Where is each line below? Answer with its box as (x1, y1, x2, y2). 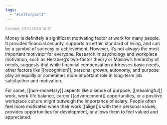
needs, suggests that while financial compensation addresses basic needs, (5, 61, 160, 68)
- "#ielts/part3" (10, 12, 46, 17)
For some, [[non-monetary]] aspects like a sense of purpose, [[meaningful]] (5, 87, 162, 93)
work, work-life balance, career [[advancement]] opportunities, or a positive (5, 92, 162, 98)
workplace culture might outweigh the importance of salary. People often (5, 98, 156, 104)
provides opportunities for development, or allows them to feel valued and (5, 108, 158, 114)
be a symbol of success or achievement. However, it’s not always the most (5, 46, 159, 52)
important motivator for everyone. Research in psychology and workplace (5, 51, 157, 57)
